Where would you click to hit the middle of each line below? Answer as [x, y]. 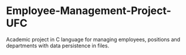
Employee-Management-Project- [89, 11]
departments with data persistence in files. [58, 46]
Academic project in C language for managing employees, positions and [93, 39]
